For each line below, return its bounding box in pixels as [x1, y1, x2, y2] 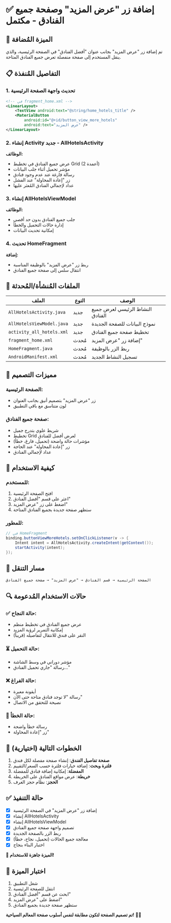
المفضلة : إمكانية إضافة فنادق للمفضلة [13, 768, 84, 774]
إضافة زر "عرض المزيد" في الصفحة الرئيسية [13, 807, 97, 813]
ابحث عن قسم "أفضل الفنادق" [13, 891, 71, 898]
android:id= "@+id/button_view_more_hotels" [24, 118, 117, 123]
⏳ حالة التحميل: [6, 645, 40, 652]
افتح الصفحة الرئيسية [13, 490, 53, 496]
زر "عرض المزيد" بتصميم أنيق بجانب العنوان [13, 398, 96, 404]
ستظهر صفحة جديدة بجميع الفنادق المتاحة [13, 507, 92, 513]
